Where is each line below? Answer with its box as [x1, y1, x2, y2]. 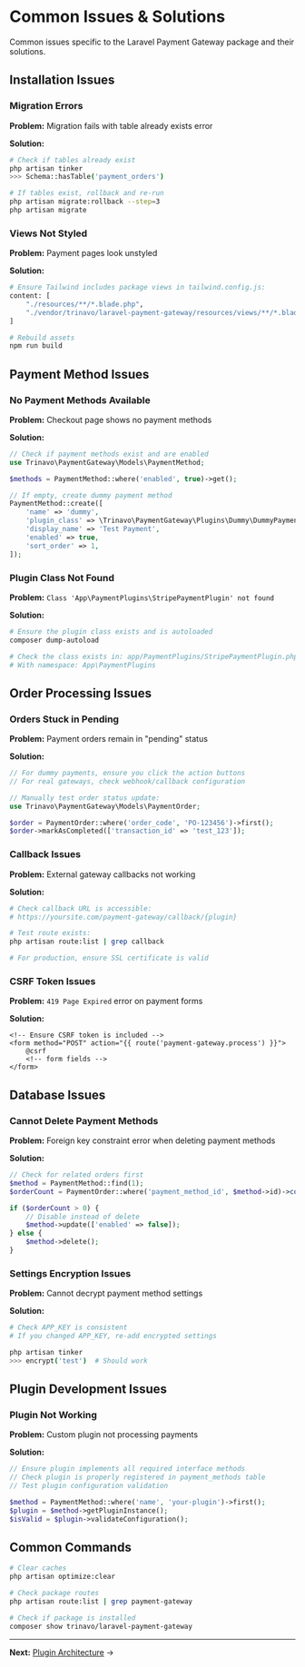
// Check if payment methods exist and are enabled [9, 449, 209, 459]
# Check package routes [9, 1589, 100, 1598]
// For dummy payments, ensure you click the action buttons [9, 769, 246, 778]
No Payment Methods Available [9, 393, 152, 406]
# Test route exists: [9, 929, 92, 938]
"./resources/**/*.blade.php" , [25, 300, 144, 309]
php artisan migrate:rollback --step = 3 [9, 197, 161, 206]
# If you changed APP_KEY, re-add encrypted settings [9, 1332, 218, 1341]
